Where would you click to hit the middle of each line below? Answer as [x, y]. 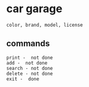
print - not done [30, 57]
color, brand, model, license [45, 25]
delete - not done [30, 74]
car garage [34, 9]
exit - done [23, 79]
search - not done [30, 68]
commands [28, 43]
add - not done [27, 63]
